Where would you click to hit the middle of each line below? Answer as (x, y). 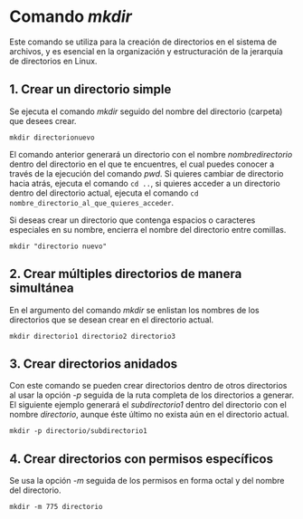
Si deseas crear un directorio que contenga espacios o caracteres (133, 220)
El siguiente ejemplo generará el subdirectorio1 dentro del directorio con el (148, 405)
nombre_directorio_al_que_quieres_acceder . (92, 202)
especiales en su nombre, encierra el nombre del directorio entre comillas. (148, 229)
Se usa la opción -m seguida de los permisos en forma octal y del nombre (147, 481)
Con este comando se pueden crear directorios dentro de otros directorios (148, 386)
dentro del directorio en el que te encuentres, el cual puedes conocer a (142, 164)
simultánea (42, 288)
